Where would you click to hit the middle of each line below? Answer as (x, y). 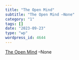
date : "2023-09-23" (25, 28)
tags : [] (14, 24)
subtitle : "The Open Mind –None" (40, 14)
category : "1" (20, 19)
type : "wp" (16, 33)
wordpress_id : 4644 (25, 38)
